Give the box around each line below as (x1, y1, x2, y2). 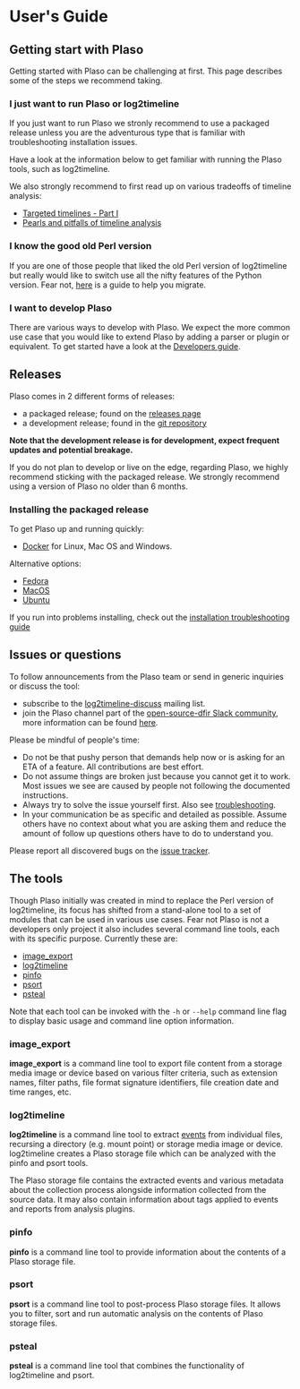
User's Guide (9, 6, 109, 27)
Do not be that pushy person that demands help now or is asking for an (21, 751, 285, 762)
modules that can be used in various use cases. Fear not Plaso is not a (9, 913, 270, 924)
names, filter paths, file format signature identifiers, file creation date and (9, 1076, 279, 1087)
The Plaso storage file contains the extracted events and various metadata (9, 1175, 284, 1186)
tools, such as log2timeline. (9, 164, 110, 175)
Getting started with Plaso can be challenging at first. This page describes (9, 65, 283, 76)
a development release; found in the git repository (21, 417, 208, 428)
